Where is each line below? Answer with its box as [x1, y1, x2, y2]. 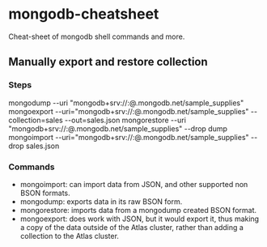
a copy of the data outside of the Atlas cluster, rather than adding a [19, 222, 244, 232]
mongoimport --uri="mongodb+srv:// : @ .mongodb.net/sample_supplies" [8, 132, 249, 142]
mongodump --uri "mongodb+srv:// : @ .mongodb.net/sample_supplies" [8, 98, 244, 108]
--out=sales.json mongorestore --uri [64, 115, 186, 125]
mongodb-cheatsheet [8, 5, 159, 23]
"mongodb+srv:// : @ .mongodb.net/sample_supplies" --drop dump [8, 123, 228, 134]
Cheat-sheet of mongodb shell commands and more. [8, 32, 185, 41]
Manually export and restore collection [8, 55, 208, 69]
